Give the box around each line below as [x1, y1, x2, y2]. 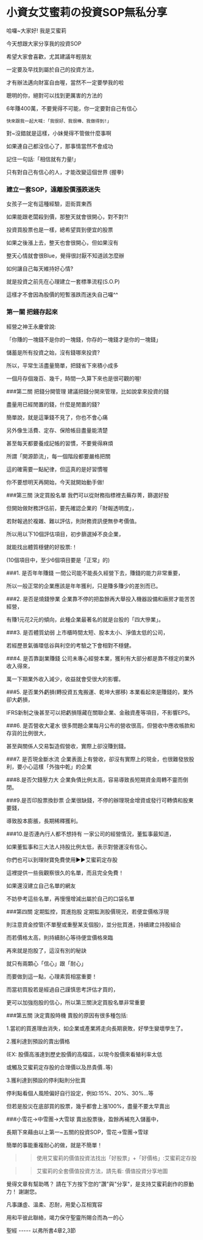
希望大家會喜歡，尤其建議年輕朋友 [6, 52, 92, 60]
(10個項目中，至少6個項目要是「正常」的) [6, 556, 110, 563]
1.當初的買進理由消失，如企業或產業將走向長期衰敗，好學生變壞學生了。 [6, 1025, 187, 1032]
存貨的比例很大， [6, 729, 49, 737]
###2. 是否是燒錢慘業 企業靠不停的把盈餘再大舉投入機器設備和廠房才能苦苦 [6, 595, 196, 602]
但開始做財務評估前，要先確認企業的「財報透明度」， [6, 504, 137, 511]
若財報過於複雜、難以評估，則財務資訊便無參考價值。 [6, 517, 140, 525]
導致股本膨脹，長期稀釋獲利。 [6, 817, 81, 824]
